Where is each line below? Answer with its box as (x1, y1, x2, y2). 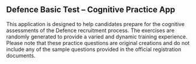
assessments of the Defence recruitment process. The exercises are (6, 27, 175, 34)
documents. (6, 52, 36, 59)
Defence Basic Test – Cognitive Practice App (6, 5, 175, 15)
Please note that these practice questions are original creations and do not (6, 39, 190, 46)
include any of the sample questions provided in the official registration (6, 46, 182, 53)
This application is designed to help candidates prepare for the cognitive (6, 20, 185, 27)
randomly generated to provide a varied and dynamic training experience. (6, 33, 188, 40)
